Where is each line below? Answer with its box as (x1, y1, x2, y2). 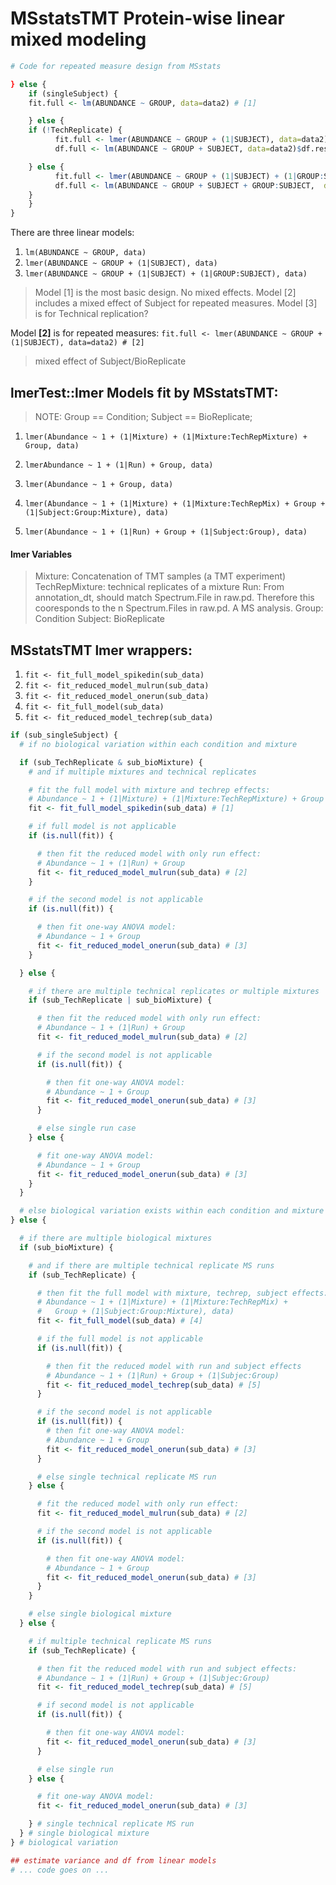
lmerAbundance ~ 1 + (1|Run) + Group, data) (24, 460, 214, 470)
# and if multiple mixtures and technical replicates (28, 767, 257, 777)
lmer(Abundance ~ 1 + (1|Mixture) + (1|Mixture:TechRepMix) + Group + (24, 499, 326, 509)
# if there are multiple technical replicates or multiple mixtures (28, 986, 320, 996)
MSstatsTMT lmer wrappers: (10, 642, 193, 659)
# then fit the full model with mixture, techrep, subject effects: (36, 1288, 329, 1298)
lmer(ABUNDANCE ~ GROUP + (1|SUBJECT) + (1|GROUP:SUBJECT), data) (24, 269, 308, 279)
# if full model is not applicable (28, 822, 177, 832)
